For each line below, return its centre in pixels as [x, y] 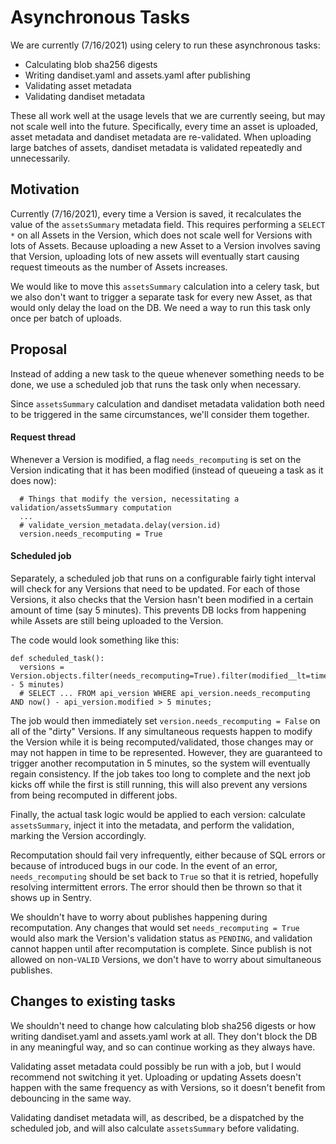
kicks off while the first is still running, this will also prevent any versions [159, 784]
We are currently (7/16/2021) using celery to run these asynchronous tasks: [165, 45]
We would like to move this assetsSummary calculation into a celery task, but [165, 286]
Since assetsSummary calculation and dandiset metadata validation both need [167, 403]
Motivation [45, 189]
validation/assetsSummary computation [91, 507]
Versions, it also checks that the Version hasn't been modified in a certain [162, 599]
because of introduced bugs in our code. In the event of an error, [144, 865]
